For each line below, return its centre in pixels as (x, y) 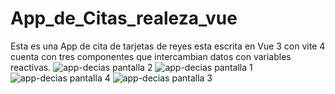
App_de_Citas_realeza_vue (124, 18)
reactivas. (31, 67)
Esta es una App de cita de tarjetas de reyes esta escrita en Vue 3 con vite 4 (168, 46)
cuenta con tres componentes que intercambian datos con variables (151, 56)
